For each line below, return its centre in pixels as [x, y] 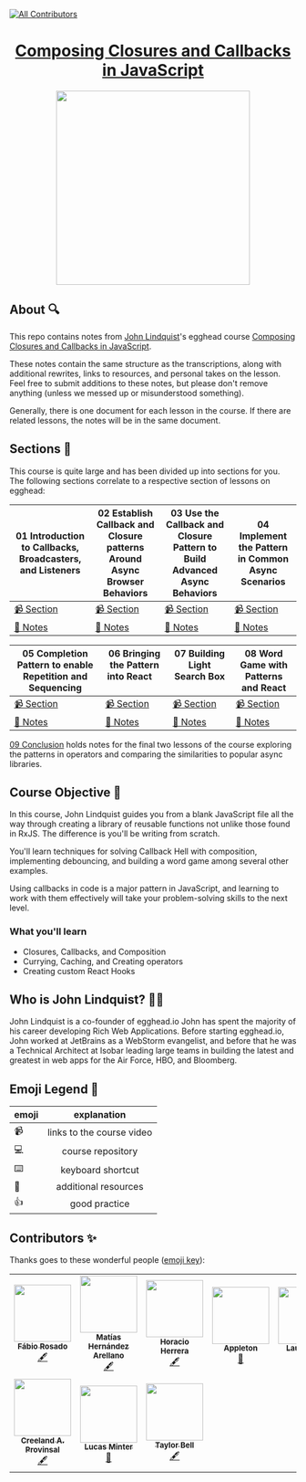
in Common [263, 559]
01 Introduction [50, 536]
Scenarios [263, 582]
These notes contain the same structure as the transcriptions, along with [146, 363]
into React [130, 676]
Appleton [240, 1348]
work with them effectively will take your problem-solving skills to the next [149, 899]
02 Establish [125, 513]
